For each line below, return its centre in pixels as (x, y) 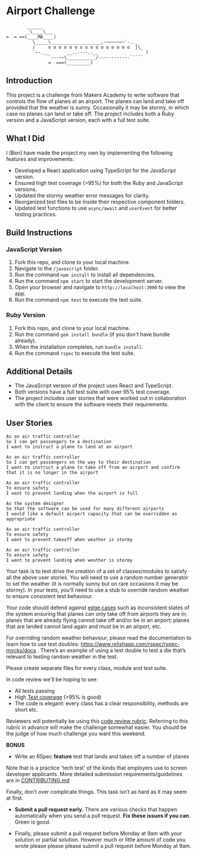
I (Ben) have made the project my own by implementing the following (89, 153)
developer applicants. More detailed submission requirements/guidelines (94, 774)
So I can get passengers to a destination (59, 442)
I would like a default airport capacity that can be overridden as (92, 514)
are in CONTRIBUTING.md (38, 780)
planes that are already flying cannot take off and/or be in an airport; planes (98, 620)
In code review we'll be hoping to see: (52, 679)
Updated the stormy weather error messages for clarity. (82, 195)
